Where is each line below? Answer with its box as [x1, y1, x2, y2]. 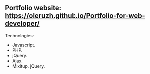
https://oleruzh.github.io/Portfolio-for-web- [5, 12, 145, 20]
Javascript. [12, 42, 36, 48]
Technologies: [5, 32, 34, 38]
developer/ [5, 19, 40, 28]
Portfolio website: [5, 4, 62, 12]
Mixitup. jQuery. [12, 63, 45, 69]
